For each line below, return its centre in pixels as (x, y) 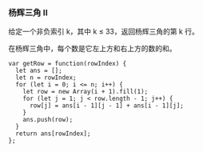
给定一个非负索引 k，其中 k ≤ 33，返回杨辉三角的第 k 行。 (104, 32)
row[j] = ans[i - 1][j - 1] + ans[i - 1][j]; (106, 106)
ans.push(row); (48, 120)
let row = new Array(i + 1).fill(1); (86, 92)
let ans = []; (39, 71)
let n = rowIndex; (46, 78)
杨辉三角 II (28, 12)
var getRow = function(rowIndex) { (68, 64)
